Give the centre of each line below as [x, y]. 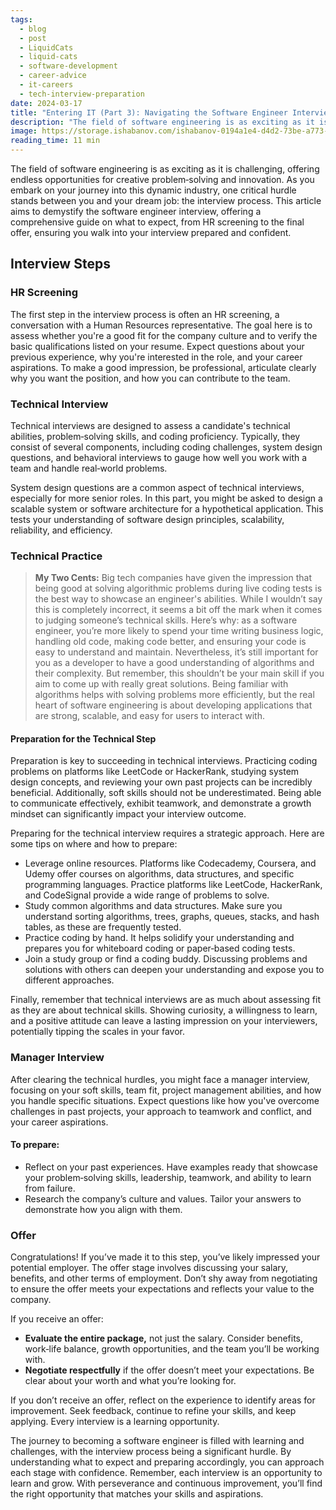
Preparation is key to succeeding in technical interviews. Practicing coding [164, 761]
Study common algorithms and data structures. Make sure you [153, 906]
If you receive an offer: [57, 1319]
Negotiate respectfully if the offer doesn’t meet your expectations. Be [169, 1370]
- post [33, 38]
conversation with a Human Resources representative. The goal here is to [161, 325]
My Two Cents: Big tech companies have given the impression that [173, 578]
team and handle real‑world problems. [89, 468]
